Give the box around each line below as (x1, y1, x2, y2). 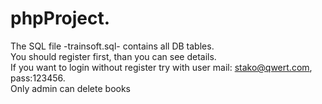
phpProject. (10, 7, 111, 30)
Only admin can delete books (10, 82, 132, 94)
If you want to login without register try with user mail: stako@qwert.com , (10, 61, 313, 73)
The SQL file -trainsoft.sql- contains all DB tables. (10, 40, 215, 52)
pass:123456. (10, 72, 66, 84)
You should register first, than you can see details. (10, 50, 217, 62)
